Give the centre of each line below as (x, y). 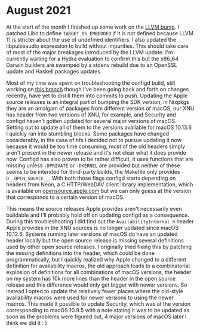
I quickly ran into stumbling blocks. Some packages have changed (88, 133)
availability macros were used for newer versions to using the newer (90, 297)
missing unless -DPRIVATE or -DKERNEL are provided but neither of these (93, 165)
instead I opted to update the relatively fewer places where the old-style (95, 291)
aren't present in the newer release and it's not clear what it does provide (96, 152)
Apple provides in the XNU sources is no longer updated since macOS (93, 228)
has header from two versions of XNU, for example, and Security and (91, 115)
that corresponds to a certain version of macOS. (65, 197)
